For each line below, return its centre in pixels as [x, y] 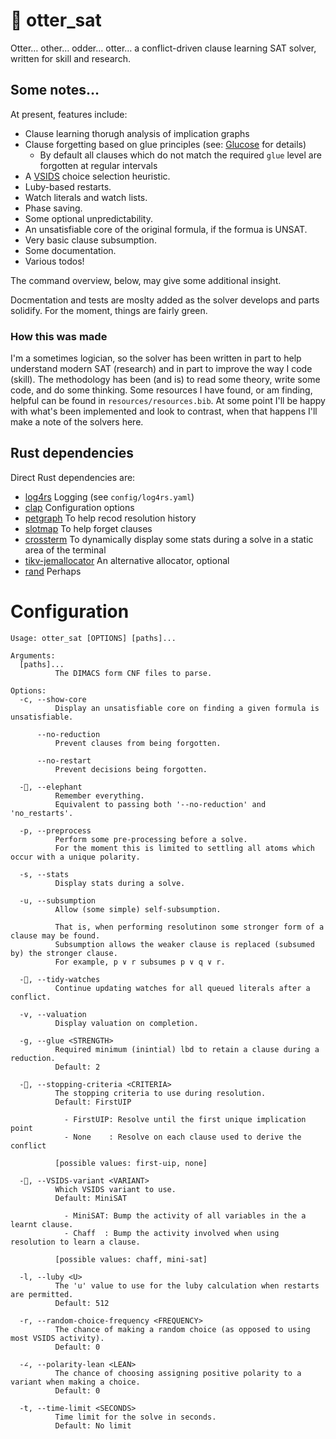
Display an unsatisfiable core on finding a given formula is [187, 708]
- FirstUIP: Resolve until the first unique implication [185, 1119]
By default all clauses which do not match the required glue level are [180, 155]
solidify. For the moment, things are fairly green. [109, 310]
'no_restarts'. [42, 813]
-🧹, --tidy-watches [60, 979]
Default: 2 [77, 1067]
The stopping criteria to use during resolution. [160, 1093]
